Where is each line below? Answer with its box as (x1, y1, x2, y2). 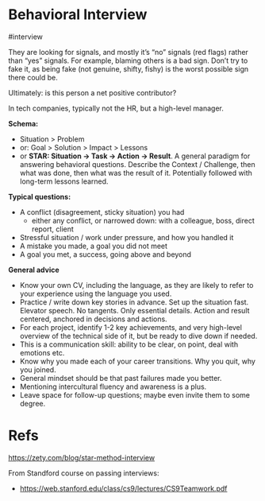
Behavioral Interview (8, 6, 148, 24)
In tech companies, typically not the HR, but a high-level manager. (8, 103, 224, 113)
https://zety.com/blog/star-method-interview (8, 452, 156, 462)
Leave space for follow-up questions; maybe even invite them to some (19, 390, 251, 399)
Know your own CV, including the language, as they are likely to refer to (19, 280, 254, 289)
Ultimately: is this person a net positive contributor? (8, 87, 177, 97)
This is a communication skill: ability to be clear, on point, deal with (19, 340, 239, 349)
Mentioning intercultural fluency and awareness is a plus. (19, 382, 207, 391)
